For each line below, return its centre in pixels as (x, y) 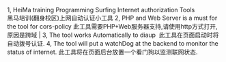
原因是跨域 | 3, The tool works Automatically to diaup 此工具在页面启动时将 (113, 35)
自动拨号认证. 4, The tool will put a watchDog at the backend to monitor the (113, 43)
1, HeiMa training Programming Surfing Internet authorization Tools (101, 10)
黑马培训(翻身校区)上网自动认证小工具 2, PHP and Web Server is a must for (112, 18)
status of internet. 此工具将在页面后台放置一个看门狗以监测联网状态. (102, 52)
